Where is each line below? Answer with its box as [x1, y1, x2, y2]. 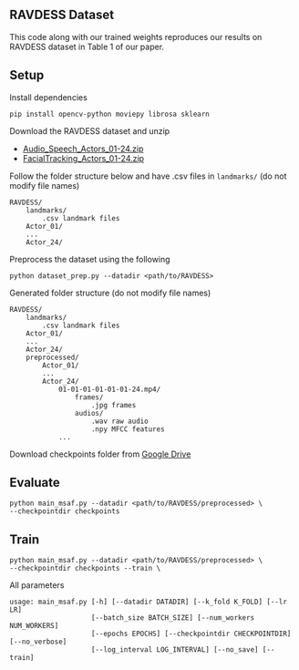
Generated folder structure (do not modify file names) [9, 287, 211, 298]
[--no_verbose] [9, 637, 67, 646]
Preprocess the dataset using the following [9, 253, 170, 264]
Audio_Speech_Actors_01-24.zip [22, 143, 144, 154]
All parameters [9, 580, 65, 591]
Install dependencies [9, 91, 88, 103]
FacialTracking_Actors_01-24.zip [22, 152, 144, 163]
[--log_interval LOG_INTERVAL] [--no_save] [90, 645, 259, 655]
